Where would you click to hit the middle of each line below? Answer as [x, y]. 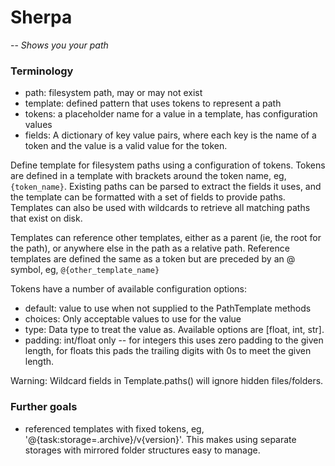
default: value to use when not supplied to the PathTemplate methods [168, 308]
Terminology [42, 71]
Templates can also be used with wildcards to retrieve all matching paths [160, 208]
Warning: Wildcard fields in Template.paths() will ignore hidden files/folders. [167, 381]
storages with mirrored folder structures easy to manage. [142, 450]
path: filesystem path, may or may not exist [113, 93]
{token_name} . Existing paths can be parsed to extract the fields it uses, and [166, 187]
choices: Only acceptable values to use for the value [133, 319]
